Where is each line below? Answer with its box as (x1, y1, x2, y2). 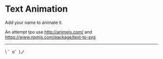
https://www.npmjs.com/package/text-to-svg (5, 34, 96, 40)
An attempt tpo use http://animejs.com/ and (5, 29, 92, 35)
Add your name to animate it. (5, 20, 63, 25)
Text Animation (5, 3, 68, 15)
